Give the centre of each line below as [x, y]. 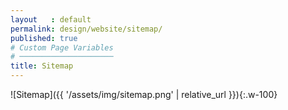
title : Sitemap [42, 66]
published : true [44, 38]
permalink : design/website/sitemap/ [86, 29]
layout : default [51, 19]
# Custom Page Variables [62, 47]
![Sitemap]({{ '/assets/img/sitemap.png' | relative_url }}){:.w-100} [144, 94]
